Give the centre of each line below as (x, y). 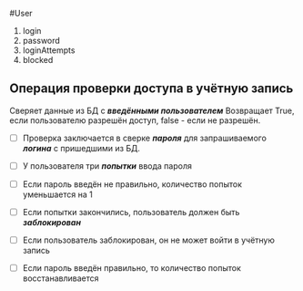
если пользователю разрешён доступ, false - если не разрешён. (135, 120)
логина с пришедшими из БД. (81, 148)
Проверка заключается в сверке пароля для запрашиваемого (144, 138)
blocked (38, 60)
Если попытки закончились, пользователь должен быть (131, 212)
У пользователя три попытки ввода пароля (107, 166)
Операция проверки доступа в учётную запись (151, 89)
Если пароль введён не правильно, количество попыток (132, 184)
